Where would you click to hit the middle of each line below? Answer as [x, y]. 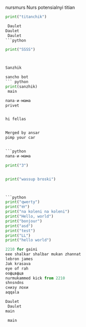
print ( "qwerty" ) [23, 202]
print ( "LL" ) [18, 235]
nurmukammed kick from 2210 [35, 278]
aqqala [12, 292]
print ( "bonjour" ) [24, 221]
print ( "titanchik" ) [26, 17]
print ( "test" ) [20, 231]
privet [12, 105]
